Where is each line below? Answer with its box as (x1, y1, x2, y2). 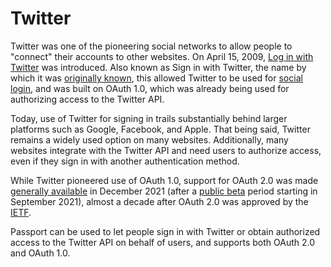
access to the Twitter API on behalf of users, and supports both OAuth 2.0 (10, 236, 316, 248)
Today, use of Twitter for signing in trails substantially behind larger (10, 112, 288, 124)
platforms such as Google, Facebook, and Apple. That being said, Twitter (10, 123, 311, 135)
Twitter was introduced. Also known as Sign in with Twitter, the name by (10, 61, 307, 73)
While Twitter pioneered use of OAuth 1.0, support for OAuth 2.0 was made (10, 174, 319, 186)
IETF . (10, 206, 32, 218)
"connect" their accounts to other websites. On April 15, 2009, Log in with (10, 50, 314, 62)
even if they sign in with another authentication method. (10, 155, 240, 167)
